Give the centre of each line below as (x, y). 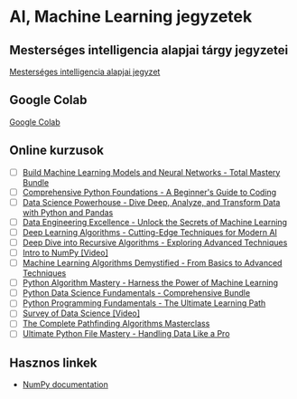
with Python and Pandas (68, 212)
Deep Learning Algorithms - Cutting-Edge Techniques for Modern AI (150, 232)
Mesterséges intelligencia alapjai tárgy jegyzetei (149, 50)
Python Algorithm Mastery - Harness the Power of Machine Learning (150, 283)
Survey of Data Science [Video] (81, 313)
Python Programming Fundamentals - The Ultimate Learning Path (144, 303)
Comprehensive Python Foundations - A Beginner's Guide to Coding (149, 192)
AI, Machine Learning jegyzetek (131, 17)
